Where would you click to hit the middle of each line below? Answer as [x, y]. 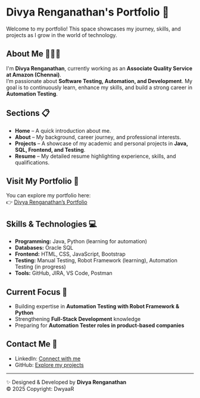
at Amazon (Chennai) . [34, 75]
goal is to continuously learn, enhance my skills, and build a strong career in [99, 87]
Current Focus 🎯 [37, 292]
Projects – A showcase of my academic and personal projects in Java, [101, 143]
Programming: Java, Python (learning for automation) [81, 241]
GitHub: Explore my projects [49, 365]
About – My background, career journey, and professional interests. [98, 137]
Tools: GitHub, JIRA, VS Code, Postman [64, 273]
